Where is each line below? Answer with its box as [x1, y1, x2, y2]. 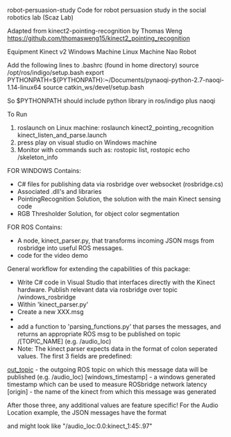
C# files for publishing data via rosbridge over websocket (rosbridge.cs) [17, 180, 224, 188]
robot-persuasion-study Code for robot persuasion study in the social [7, 6, 207, 14]
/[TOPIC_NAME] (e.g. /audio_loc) [17, 337, 112, 345]
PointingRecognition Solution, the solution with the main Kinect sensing [17, 195, 221, 203]
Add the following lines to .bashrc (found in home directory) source [7, 61, 199, 69]
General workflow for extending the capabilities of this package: [7, 265, 191, 273]
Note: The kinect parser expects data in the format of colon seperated [17, 345, 218, 353]
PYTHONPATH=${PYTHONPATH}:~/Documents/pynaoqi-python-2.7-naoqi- [7, 76, 224, 84]
